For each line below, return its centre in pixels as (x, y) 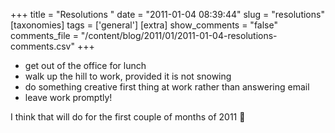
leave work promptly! (68, 97)
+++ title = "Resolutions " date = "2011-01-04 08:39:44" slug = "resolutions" (167, 14)
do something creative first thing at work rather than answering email (167, 87)
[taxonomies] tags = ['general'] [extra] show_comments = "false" (144, 25)
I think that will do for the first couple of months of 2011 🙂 (128, 117)
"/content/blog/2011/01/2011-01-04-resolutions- (179, 35)
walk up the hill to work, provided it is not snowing (128, 76)
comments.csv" (42, 46)
